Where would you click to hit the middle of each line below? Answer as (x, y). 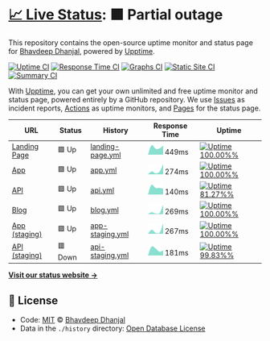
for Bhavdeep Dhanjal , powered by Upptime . (82, 51)
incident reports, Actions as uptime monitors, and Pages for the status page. (135, 108)
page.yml (106, 155)
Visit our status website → (53, 275)
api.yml (102, 190)
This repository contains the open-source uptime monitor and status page (131, 42)
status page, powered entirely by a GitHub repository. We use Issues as (127, 99)
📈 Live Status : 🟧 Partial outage (116, 15)
